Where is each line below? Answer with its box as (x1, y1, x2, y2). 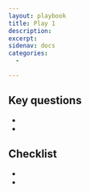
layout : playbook (8, 11, 67, 20)
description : (8, 27, 52, 35)
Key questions (8, 94, 82, 107)
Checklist (8, 147, 58, 161)
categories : (8, 49, 48, 57)
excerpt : (8, 34, 38, 43)
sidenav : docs (8, 42, 56, 50)
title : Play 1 (8, 19, 56, 27)
